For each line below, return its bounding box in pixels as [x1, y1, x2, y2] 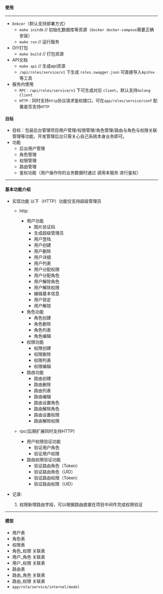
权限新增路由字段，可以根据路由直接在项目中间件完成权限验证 [19, 501, 143, 507]
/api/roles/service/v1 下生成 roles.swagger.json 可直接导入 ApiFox [19, 69, 155, 75]
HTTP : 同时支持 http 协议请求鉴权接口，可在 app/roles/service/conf [19, 97, 152, 104]
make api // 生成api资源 [19, 63, 65, 69]
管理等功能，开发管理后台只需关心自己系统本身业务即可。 [12, 133, 127, 139]
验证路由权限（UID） [33, 481, 76, 487]
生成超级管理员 [33, 230, 64, 236]
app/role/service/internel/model [12, 584, 80, 589]
